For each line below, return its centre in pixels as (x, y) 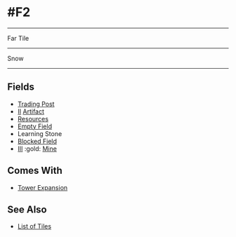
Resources (33, 118)
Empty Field (35, 126)
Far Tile (18, 38)
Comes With (35, 171)
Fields (21, 87)
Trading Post (36, 104)
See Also (27, 209)
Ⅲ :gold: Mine (37, 149)
